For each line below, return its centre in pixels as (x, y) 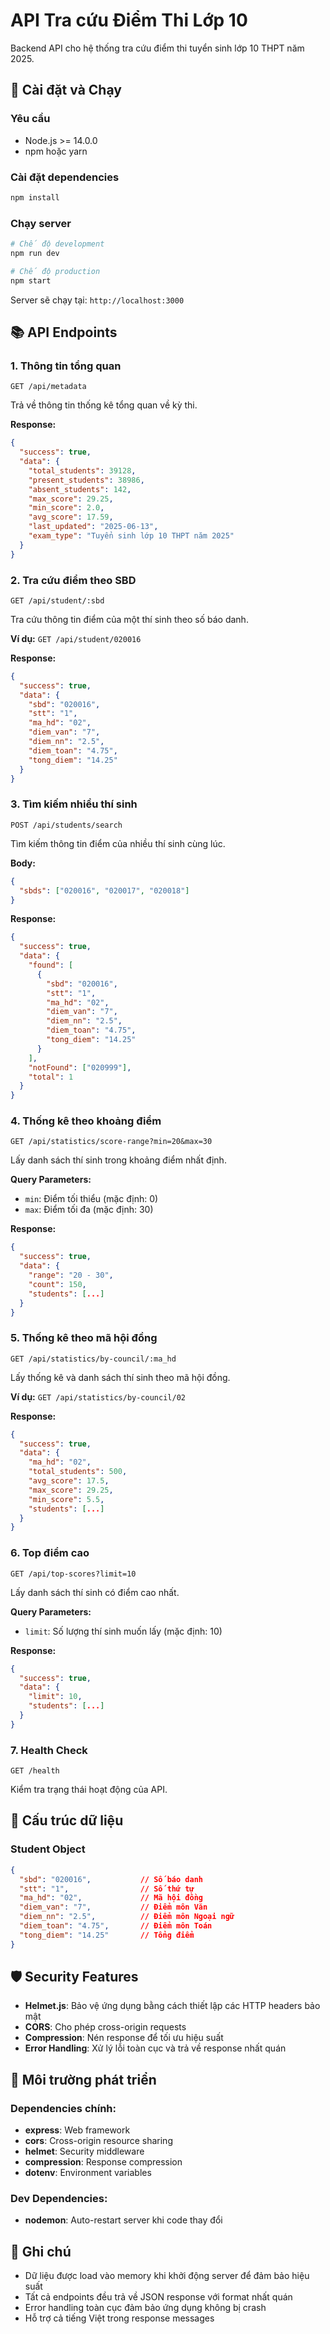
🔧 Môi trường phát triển (83, 2079)
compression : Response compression (103, 2162)
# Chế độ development (57, 244)
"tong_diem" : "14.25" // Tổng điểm (107, 1935)
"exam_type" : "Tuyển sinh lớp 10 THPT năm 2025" (131, 536)
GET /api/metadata (48, 387)
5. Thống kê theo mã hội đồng (84, 1338)
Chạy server (41, 223)
